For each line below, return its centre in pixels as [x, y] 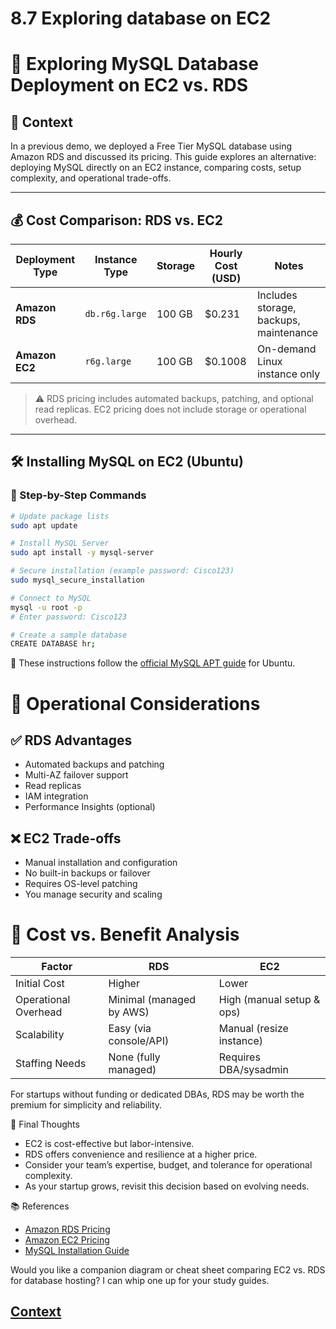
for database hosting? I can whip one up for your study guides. [140, 1281]
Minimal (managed [152, 1000]
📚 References [40, 1206]
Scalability [40, 1035]
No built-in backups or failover [87, 873]
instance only [289, 374]
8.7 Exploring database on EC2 [141, 18]
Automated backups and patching [94, 764]
